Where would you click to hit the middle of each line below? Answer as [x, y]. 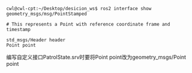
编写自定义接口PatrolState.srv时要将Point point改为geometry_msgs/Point [96, 57]
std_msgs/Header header [36, 40]
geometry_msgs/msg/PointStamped [46, 14]
